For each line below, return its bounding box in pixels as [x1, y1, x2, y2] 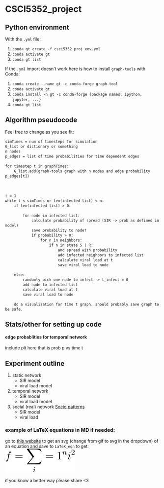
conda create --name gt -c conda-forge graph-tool [12, 81, 118, 86]
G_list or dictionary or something [5, 144, 78, 149]
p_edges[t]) [5, 174, 29, 179]
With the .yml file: [5, 36, 41, 42]
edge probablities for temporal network [5, 334, 87, 340]
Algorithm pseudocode [5, 116, 78, 124]
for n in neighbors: [40, 238, 82, 243]
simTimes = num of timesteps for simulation [5, 139, 98, 144]
